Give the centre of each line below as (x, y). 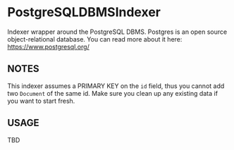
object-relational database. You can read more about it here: (95, 39)
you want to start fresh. (41, 101)
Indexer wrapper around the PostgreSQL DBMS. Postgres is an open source (117, 32)
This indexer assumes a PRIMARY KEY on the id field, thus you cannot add (116, 86)
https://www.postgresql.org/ (48, 46)
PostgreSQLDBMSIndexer (84, 12)
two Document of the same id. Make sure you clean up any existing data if (113, 93)
